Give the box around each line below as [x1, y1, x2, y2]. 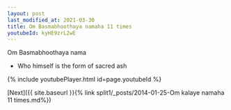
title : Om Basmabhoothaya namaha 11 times [7, 23, 132, 30]
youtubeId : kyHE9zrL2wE [7, 29, 77, 37]
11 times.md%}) [7, 96, 51, 104]
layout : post [7, 10, 45, 17]
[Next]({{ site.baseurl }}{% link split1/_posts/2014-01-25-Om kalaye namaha [7, 89, 225, 97]
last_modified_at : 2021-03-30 [7, 17, 95, 24]
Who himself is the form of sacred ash [17, 62, 127, 70]
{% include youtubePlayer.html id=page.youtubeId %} [7, 75, 162, 84]
